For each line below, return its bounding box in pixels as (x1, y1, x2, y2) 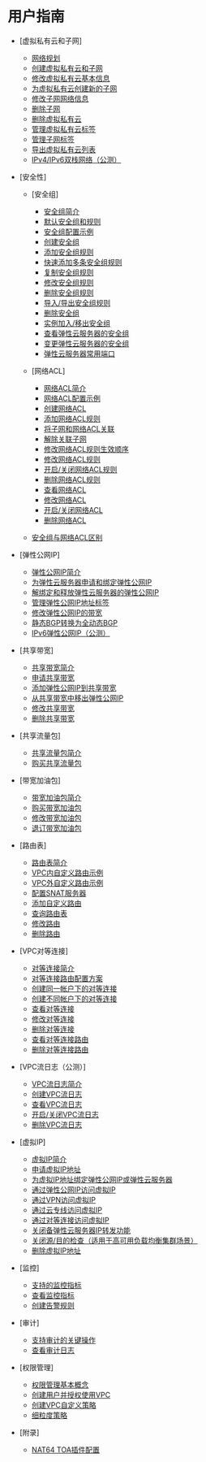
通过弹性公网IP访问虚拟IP (31, 1184, 116, 1195)
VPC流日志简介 (31, 1078, 83, 1089)
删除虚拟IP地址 (31, 1245, 82, 1256)
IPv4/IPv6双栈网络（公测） (31, 154, 122, 164)
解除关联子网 (43, 434, 87, 444)
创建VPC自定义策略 (31, 1399, 97, 1410)
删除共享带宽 (31, 713, 75, 723)
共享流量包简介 (31, 748, 82, 757)
